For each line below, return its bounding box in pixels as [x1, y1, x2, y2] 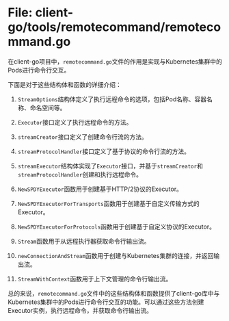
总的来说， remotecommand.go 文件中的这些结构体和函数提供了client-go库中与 [8, 289, 220, 297]
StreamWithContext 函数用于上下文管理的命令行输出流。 [17, 274, 172, 283]
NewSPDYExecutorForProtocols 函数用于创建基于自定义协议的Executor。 [17, 222, 216, 231]
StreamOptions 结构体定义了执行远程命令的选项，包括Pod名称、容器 [17, 94, 207, 103]
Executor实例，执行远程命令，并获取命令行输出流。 [8, 306, 153, 314]
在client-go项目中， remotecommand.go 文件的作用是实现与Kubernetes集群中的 [8, 57, 223, 66]
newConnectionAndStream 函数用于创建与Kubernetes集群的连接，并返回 [17, 251, 214, 259]
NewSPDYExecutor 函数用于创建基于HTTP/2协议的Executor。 [17, 185, 183, 193]
